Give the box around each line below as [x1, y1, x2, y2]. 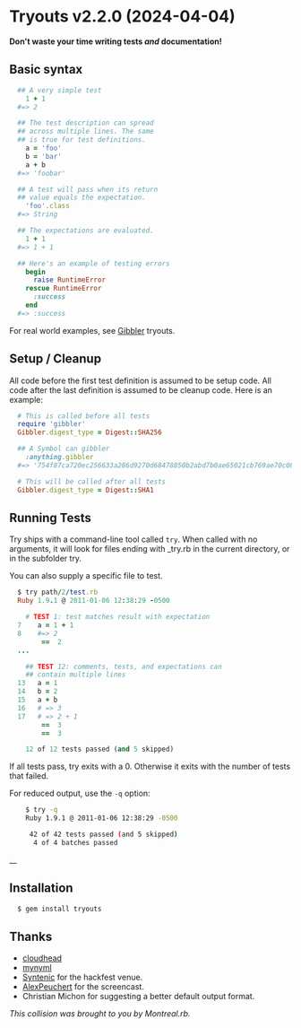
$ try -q [25, 806, 58, 815]
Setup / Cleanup [9, 352, 101, 367]
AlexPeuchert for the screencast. [21, 981, 145, 992]
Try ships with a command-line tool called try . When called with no [9, 534, 258, 544]
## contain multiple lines [25, 670, 126, 679]
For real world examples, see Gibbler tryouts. [9, 325, 176, 335]
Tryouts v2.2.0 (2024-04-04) [9, 6, 236, 27]
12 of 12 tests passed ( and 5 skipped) [25, 745, 175, 754]
